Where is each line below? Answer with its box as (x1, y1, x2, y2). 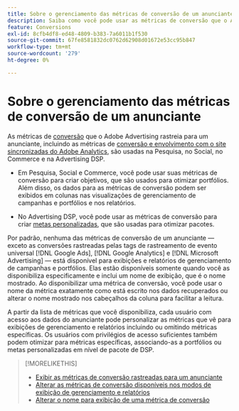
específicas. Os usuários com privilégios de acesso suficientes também (7, 330, 218, 339)
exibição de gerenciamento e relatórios (35, 388, 151, 396)
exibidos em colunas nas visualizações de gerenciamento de (17, 191, 196, 199)
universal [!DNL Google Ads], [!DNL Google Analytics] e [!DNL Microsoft (7, 248, 219, 257)
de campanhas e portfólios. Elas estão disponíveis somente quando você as (7, 263, 230, 272)
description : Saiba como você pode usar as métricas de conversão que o (7, 17, 228, 24)
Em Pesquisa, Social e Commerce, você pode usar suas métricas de (17, 168, 218, 177)
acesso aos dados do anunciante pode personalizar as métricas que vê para (7, 315, 231, 324)
